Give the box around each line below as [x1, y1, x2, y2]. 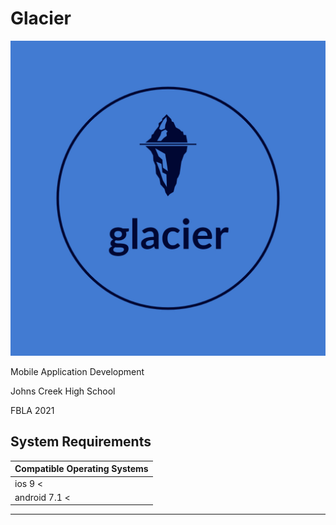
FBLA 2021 [10, 404, 55, 416]
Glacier [10, 7, 72, 30]
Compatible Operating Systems [14, 463, 149, 475]
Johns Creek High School [10, 385, 116, 397]
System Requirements [10, 433, 152, 451]
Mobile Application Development [10, 365, 145, 377]
